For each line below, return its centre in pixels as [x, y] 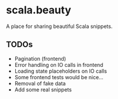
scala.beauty [39, 10]
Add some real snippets [43, 89]
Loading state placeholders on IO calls [60, 71]
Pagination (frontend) [40, 58]
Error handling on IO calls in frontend [59, 65]
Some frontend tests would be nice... [59, 77]
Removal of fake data [40, 83]
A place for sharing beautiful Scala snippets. [59, 26]
